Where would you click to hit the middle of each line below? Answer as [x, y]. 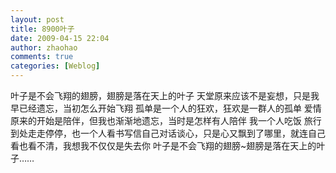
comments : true [42, 57]
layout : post [37, 19]
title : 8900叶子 [42, 29]
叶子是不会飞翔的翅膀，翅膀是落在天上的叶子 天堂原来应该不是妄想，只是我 [165, 95]
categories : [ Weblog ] [55, 66]
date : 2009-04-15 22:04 [60, 38]
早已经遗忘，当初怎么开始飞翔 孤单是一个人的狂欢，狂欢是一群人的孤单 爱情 [166, 108]
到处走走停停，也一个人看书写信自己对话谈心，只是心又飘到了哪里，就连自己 [168, 133]
